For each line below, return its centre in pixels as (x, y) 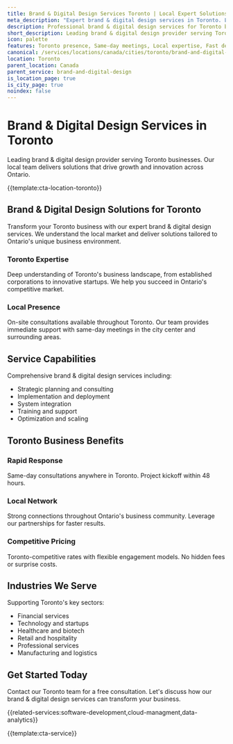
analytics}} (23, 720)
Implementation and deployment (63, 396)
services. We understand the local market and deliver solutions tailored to (112, 234)
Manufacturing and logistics (57, 653)
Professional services (48, 646)
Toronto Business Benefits (66, 440)
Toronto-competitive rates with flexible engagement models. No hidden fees (116, 556)
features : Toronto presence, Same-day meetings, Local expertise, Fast (113, 46)
